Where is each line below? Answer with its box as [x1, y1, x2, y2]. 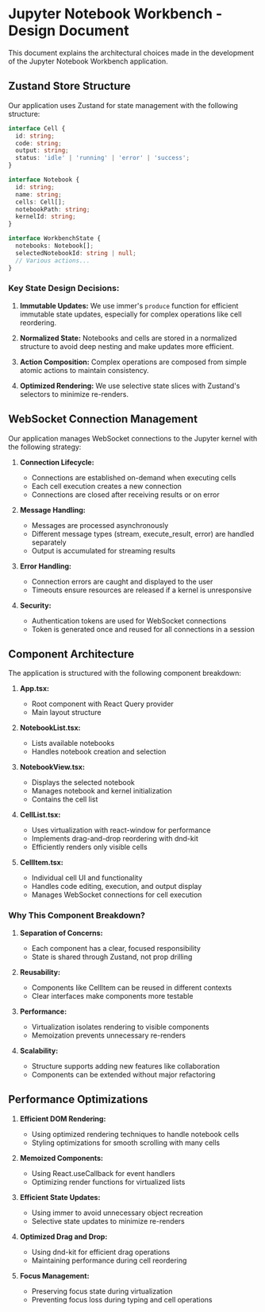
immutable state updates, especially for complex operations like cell [19, 309, 242, 319]
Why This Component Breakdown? [8, 910, 145, 921]
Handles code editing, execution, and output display [31, 882, 202, 891]
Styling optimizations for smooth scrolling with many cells [31, 1138, 221, 1147]
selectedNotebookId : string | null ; [15, 249, 136, 257]
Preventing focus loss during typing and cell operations [31, 1295, 213, 1304]
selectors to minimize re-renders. [19, 389, 129, 398]
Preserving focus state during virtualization [31, 1286, 173, 1296]
